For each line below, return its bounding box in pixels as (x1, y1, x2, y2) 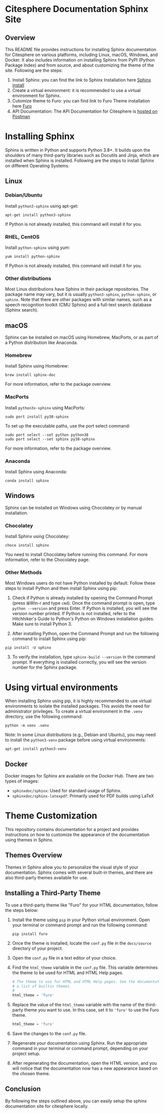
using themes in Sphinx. (5, 837, 54, 843)
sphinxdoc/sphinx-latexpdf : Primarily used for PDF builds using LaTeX (12, 793, 154, 799)
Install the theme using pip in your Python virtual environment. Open (12, 917, 150, 923)
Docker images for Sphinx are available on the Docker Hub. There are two (5, 773, 154, 779)
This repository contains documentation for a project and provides (5, 827, 139, 833)
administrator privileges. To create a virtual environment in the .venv (5, 709, 143, 714)
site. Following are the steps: (5, 67, 63, 73)
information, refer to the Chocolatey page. (5, 557, 90, 563)
